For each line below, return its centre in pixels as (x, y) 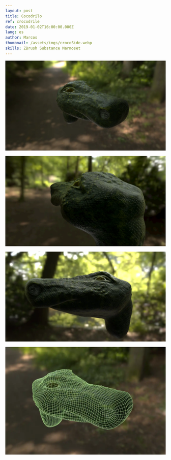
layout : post (19, 11)
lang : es (15, 32)
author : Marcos (21, 38)
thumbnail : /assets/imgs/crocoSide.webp (49, 43)
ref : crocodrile (22, 21)
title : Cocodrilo (24, 16)
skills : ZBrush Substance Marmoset (43, 48)
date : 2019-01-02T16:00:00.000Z (39, 27)
